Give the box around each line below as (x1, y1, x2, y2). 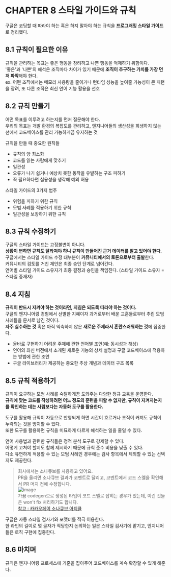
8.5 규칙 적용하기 (5, 376, 56, 385)
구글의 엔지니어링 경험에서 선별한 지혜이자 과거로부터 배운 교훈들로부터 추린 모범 (5, 311, 164, 317)
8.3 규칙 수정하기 (5, 227, 56, 235)
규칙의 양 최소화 (12, 151, 44, 157)
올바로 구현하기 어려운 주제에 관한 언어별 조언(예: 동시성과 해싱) (12, 341, 138, 347)
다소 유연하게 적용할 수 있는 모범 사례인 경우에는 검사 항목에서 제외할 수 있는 (5, 451, 156, 457)
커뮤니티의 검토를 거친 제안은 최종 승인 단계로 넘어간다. (5, 261, 114, 267)
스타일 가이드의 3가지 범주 (5, 187, 58, 193)
